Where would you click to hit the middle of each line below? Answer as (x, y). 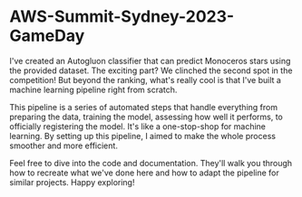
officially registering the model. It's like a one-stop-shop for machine (137, 126)
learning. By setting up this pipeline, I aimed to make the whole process (143, 136)
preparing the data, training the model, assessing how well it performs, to (146, 117)
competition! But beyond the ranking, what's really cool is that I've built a (145, 80)
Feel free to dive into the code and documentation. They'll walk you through (151, 163)
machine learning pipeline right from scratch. (93, 89)
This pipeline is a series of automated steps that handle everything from (144, 107)
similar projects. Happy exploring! (72, 182)
